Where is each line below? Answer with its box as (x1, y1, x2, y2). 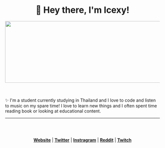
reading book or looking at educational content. (5, 108, 101, 114)
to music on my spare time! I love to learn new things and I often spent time (5, 103, 157, 109)
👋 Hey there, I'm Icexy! (35, 4, 130, 16)
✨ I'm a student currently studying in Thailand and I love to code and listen (5, 97, 156, 103)
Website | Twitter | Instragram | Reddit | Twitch (33, 137, 132, 143)
